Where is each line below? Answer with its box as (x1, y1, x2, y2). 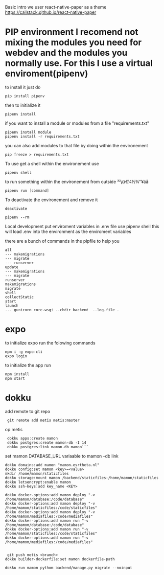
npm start (5, 376, 25, 381)
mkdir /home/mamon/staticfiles (5, 471, 69, 476)
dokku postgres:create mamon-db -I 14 (7, 440, 87, 445)
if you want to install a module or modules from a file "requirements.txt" (5, 120, 149, 126)
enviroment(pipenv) (5, 68, 88, 79)
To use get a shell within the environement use (5, 161, 99, 166)
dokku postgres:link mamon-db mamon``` (7, 444, 89, 449)
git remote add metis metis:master (7, 418, 80, 423)
